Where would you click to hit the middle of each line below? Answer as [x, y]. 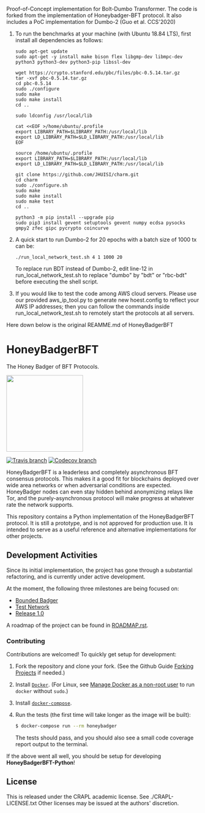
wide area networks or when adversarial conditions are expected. [89, 485]
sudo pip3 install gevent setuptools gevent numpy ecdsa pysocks [100, 223]
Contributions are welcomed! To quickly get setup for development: [91, 654]
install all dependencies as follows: [59, 40]
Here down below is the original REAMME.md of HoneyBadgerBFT [90, 325]
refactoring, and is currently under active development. [76, 576]
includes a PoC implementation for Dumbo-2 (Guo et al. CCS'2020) [91, 22]
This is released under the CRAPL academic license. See [78, 796]
